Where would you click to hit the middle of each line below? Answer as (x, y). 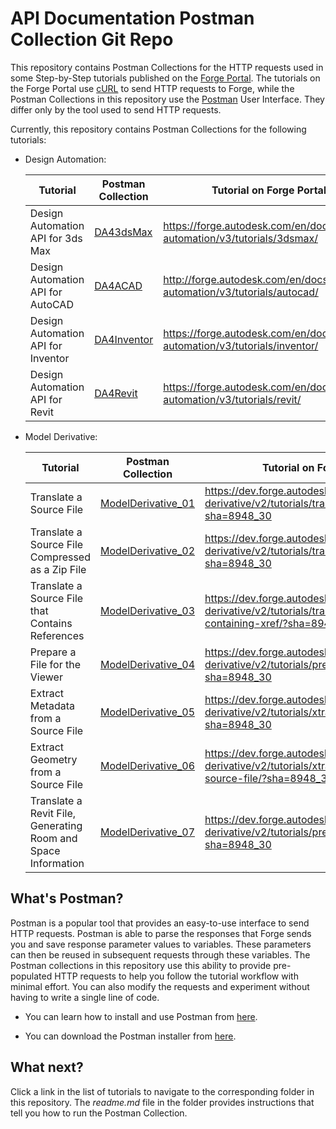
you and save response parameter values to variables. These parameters (161, 944)
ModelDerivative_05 (147, 712)
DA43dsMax (123, 232)
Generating (56, 825)
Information (57, 863)
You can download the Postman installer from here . (130, 1036)
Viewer (46, 677)
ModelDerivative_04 (147, 664)
